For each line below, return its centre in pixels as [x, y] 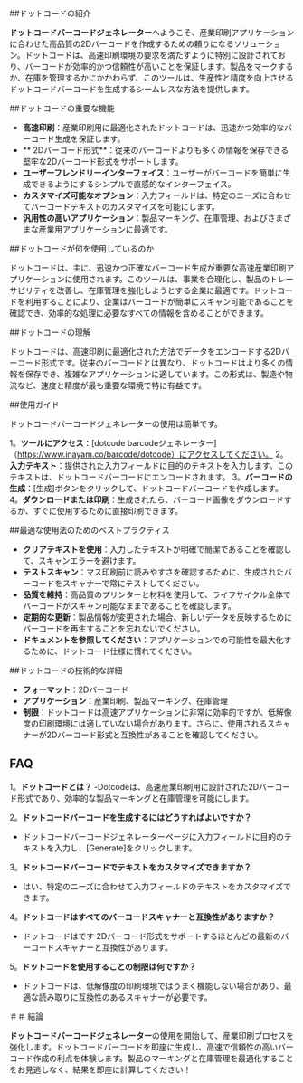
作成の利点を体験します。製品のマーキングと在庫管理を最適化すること [163, 1058]
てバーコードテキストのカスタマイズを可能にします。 [121, 207]
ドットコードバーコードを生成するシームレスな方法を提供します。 [132, 89]
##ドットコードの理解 [50, 332]
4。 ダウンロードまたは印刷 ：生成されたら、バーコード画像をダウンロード [147, 499]
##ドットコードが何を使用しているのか [82, 248]
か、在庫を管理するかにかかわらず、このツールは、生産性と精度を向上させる [151, 78]
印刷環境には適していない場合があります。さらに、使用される [153, 723]
